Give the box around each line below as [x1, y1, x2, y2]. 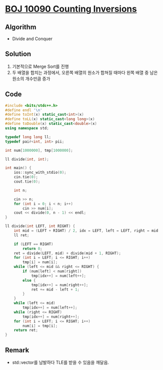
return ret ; [14, 328, 38, 333]
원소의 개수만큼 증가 [12, 76, 50, 82]
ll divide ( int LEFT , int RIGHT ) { [5, 224, 76, 229]
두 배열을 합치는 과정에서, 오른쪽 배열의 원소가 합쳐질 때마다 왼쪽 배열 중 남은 [12, 69, 158, 75]
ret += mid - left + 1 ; [31, 287, 80, 292]
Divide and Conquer [12, 36, 53, 41]
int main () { [5, 165, 32, 170]
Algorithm [5, 23, 37, 31]
